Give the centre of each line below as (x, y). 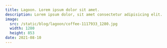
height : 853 (22, 33)
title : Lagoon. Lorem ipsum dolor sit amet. (52, 10)
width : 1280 (22, 28)
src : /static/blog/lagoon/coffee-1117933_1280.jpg (64, 24)
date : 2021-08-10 (23, 38)
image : (12, 19)
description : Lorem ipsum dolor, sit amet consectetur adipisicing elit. (84, 14)
